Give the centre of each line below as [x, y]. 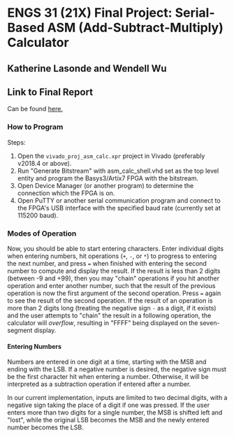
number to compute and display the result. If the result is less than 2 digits [114, 271]
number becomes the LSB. [45, 427]
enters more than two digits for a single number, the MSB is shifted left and [115, 413]
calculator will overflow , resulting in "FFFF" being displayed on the [103, 322]
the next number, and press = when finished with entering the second [107, 263]
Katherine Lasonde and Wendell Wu [87, 68]
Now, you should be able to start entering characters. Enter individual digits [116, 248]
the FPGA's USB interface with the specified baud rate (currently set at [119, 208]
